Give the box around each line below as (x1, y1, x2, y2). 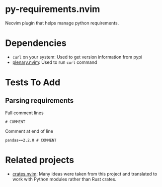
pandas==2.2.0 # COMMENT (5, 138, 57, 143)
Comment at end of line (5, 128, 54, 134)
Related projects (5, 155, 75, 166)
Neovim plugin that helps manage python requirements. (5, 20, 119, 26)
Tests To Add (5, 77, 61, 88)
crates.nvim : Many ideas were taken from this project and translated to (12, 171, 158, 177)
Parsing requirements (5, 96, 74, 105)
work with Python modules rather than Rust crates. (12, 176, 117, 182)
